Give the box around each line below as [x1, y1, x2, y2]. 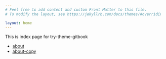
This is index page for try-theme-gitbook [5, 34, 88, 39]
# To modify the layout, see [5, 12, 65, 17]
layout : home [5, 20, 32, 25]
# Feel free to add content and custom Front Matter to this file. [5, 7, 147, 12]
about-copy [12, 48, 37, 54]
